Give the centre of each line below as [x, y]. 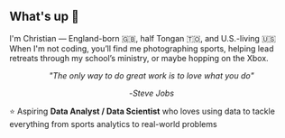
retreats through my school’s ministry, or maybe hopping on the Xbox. [139, 58]
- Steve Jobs [152, 93]
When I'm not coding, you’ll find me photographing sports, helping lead [142, 48]
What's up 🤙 [44, 17]
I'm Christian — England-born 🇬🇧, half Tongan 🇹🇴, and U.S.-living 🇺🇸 [143, 38]
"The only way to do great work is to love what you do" [152, 75]
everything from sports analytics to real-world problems [114, 124]
